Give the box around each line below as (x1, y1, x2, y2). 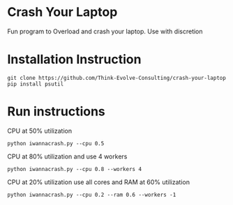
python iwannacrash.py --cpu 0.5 (7, 140, 105, 147)
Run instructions (7, 104, 106, 120)
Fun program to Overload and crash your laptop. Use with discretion (7, 27, 204, 35)
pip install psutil (7, 81, 64, 88)
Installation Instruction (7, 51, 142, 67)
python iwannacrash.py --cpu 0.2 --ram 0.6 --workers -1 (7, 191, 176, 198)
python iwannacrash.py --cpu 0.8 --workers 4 (7, 165, 142, 172)
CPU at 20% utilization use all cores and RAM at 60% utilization (7, 178, 190, 186)
